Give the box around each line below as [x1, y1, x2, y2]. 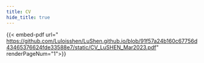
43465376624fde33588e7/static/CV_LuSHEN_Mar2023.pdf [6, 43, 157, 51]
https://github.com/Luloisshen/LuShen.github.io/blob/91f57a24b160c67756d [6, 37, 198, 44]
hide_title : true [6, 14, 50, 20]
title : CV [6, 8, 32, 15]
